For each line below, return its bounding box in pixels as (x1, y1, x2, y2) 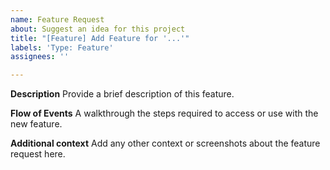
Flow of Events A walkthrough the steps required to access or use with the (10, 107, 319, 120)
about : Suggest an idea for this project (10, 24, 186, 34)
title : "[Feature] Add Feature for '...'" (10, 33, 190, 43)
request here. (10, 148, 66, 160)
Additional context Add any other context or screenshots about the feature (10, 137, 321, 150)
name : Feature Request (10, 14, 105, 25)
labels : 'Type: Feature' (10, 42, 114, 53)
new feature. (10, 118, 63, 130)
